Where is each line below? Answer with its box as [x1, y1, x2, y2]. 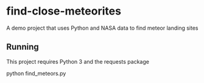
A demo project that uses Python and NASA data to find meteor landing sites [6, 24, 199, 32]
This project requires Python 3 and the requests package [6, 58, 149, 65]
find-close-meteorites [6, 4, 122, 18]
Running [6, 42, 40, 52]
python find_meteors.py [6, 70, 66, 77]
